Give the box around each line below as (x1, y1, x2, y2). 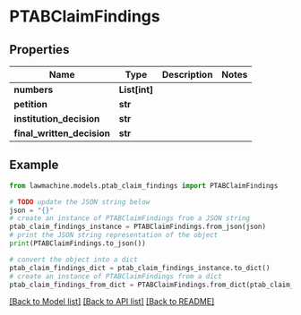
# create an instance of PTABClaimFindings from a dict (9, 271, 222, 281)
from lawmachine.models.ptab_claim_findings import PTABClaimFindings (9, 181, 279, 190)
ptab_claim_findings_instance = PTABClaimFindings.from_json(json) (9, 222, 267, 232)
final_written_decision (13, 127, 110, 140)
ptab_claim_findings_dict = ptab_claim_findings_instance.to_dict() (9, 263, 271, 272)
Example (9, 157, 59, 173)
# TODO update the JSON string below (9, 197, 150, 207)
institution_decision (13, 113, 100, 124)
